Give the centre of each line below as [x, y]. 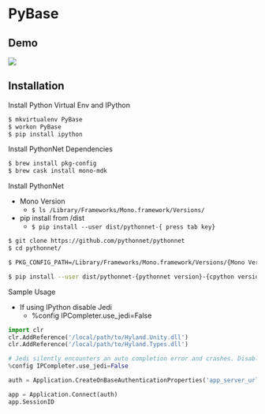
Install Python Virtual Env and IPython [69, 105]
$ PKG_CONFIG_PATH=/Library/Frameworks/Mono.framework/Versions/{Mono [127, 262]
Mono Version [42, 201]
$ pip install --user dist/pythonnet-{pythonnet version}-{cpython [121, 277]
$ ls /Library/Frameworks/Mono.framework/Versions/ [118, 211]
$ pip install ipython [45, 134]
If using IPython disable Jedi [66, 307]
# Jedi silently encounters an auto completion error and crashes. [121, 359]
